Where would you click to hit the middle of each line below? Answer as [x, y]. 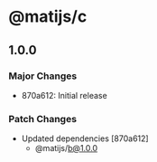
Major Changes [43, 76]
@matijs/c [48, 17]
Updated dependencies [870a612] [85, 138]
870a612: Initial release [64, 95]
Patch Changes [43, 119]
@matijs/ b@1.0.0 [66, 148]
